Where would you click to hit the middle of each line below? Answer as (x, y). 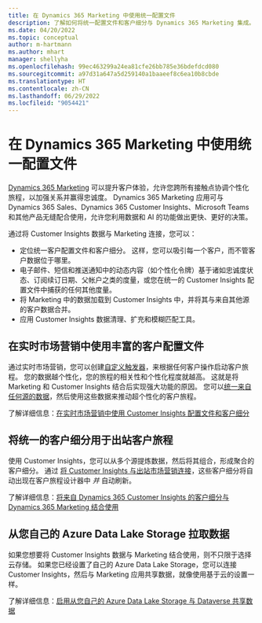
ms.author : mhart (36, 52)
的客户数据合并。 (47, 310)
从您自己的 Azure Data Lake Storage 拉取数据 (119, 535)
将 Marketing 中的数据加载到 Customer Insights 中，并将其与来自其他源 (134, 300)
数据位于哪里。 (51, 260)
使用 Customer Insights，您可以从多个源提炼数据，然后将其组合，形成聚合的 (131, 460)
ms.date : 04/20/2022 (42, 30)
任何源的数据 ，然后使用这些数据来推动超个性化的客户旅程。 (104, 396)
